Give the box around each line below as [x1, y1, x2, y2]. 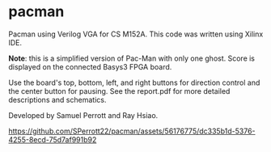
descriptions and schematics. [8, 95, 107, 104]
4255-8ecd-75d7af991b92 [8, 134, 97, 144]
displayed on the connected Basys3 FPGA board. [8, 61, 172, 71]
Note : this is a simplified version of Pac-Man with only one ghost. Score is [8, 53, 256, 63]
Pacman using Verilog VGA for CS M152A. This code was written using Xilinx [8, 29, 264, 39]
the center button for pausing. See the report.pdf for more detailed [8, 86, 231, 95]
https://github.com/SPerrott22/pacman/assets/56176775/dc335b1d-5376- [8, 126, 256, 136]
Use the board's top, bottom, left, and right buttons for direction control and [8, 78, 260, 87]
